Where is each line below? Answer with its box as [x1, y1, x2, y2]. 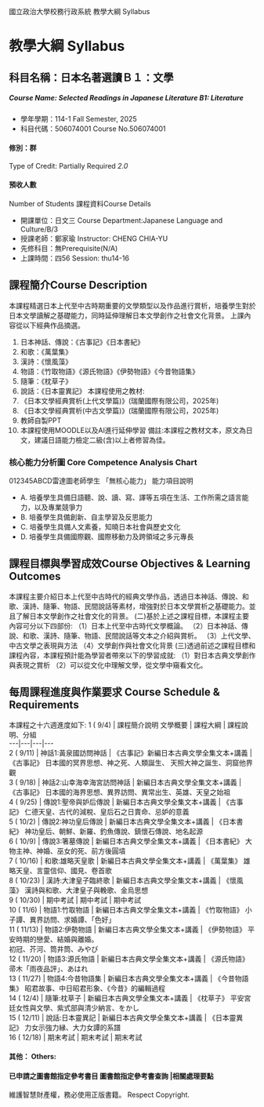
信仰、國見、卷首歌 [49, 865, 112, 875]
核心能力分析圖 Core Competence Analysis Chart [9, 457, 198, 468]
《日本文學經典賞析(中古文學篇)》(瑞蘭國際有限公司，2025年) [20, 406, 219, 415]
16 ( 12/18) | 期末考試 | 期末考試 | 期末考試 [9, 1032, 143, 1042]
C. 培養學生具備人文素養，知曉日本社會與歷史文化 [20, 523, 181, 532]
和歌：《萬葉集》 [20, 347, 73, 356]
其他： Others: [9, 1052, 57, 1061]
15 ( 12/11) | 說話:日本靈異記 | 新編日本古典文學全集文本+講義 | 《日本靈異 [9, 1013, 244, 1022]
